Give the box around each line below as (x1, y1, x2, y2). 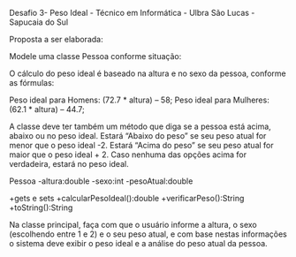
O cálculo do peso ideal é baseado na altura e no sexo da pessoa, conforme (9, 68, 287, 79)
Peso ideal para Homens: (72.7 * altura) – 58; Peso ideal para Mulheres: (9, 94, 269, 105)
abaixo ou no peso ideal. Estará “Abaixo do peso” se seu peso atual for (9, 131, 267, 140)
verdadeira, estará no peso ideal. (9, 159, 130, 169)
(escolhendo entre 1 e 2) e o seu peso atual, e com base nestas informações (9, 229, 287, 239)
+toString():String (9, 202, 73, 213)
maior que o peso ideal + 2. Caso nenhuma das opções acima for (9, 149, 247, 160)
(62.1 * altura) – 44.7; (9, 104, 86, 114)
